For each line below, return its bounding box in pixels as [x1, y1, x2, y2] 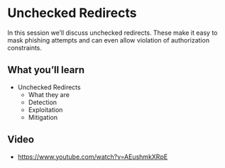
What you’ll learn [7, 64, 85, 76]
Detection [28, 98, 57, 106]
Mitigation [28, 113, 58, 121]
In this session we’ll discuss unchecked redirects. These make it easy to [7, 28, 218, 37]
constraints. [7, 43, 43, 52]
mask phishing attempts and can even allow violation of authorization [7, 35, 210, 44]
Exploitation [28, 105, 63, 114]
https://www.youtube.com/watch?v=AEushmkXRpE [17, 152, 168, 161]
